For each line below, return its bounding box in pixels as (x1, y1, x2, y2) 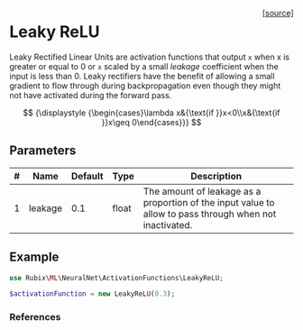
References (9, 311, 61, 324)
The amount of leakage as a (142, 185, 262, 197)
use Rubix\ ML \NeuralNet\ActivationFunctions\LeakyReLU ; (9, 273, 224, 282)
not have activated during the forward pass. (9, 89, 172, 100)
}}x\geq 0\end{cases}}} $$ (101, 116, 202, 127)
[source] (262, 8, 294, 18)
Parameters (9, 143, 77, 159)
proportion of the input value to (142, 196, 275, 208)
